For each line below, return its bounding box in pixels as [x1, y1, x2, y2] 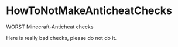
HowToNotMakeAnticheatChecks [6, 4, 173, 17]
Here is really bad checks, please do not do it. [6, 34, 117, 41]
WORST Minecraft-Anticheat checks [6, 23, 94, 30]
